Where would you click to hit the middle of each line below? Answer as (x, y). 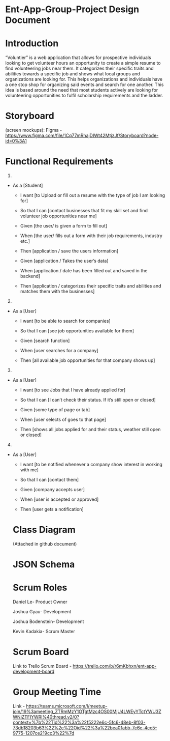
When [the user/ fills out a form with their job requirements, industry (91, 236)
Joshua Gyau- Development (42, 612)
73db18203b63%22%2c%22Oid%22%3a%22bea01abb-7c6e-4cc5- (85, 728)
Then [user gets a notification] (52, 509)
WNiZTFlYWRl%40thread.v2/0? (46, 717)
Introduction (32, 44)
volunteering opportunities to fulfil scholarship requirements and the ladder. (84, 96)
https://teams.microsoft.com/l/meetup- (67, 706)
